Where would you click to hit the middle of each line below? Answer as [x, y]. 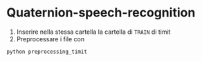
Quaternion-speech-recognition [101, 13]
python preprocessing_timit [47, 52]
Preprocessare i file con [50, 39]
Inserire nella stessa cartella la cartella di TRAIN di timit [93, 32]
